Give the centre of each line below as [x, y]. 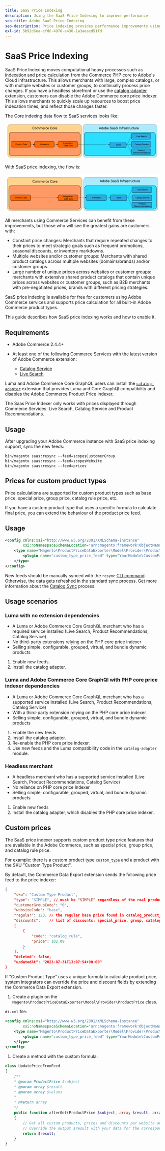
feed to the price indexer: [31, 880]
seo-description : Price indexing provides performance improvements [77, 26]
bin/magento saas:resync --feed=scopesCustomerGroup [60, 456]
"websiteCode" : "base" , [38, 910]
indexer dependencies [32, 686]
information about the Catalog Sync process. [50, 586]
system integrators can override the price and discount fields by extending [81, 982]
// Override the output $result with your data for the [81, 1128]
